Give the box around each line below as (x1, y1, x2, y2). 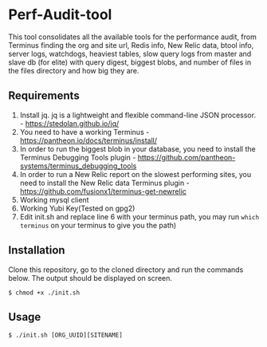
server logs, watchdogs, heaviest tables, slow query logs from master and (8, 49, 252, 58)
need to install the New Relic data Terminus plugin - (19, 178, 190, 187)
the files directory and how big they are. (8, 65, 139, 75)
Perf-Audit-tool (8, 6, 112, 24)
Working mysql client (19, 195, 89, 204)
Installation (8, 243, 65, 257)
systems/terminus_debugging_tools (19, 161, 137, 171)
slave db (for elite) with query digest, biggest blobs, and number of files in (8, 57, 252, 67)
